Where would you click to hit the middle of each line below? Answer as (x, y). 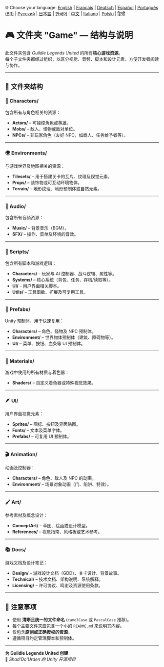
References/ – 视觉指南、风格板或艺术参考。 (57, 532)
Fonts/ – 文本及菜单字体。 (38, 430)
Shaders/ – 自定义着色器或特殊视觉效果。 (54, 383)
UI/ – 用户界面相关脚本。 (37, 286)
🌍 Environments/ (26, 153)
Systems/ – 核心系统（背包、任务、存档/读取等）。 (62, 280)
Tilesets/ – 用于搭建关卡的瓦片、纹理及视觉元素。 (62, 176)
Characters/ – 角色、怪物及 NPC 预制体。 (54, 331)
